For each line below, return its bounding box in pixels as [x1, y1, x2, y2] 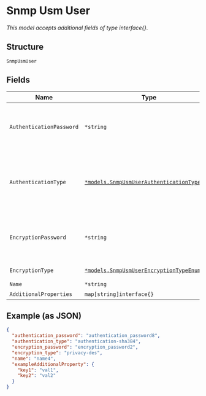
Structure [6, 42, 44, 52]
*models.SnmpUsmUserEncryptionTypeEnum [85, 266, 201, 274]
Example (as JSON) [6, 311, 82, 321]
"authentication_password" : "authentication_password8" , [12, 333, 161, 339]
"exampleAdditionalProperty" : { [12, 361, 95, 367]
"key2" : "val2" [17, 373, 56, 379]
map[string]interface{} [85, 290, 154, 298]
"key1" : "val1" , [17, 367, 59, 373]
